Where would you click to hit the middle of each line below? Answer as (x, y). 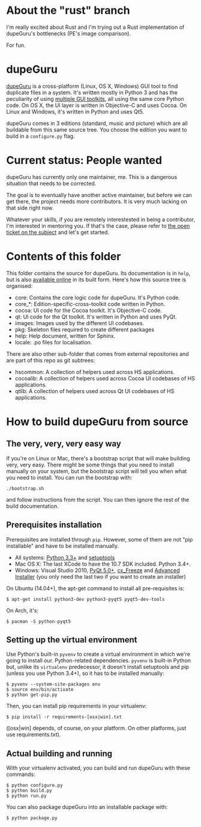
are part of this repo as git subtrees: (51, 360)
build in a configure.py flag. (40, 136)
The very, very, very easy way (64, 444)
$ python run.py (26, 796)
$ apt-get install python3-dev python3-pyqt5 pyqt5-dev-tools (85, 599)
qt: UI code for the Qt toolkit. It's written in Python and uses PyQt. (96, 317)
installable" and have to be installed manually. (62, 546)
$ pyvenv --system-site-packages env (53, 685)
